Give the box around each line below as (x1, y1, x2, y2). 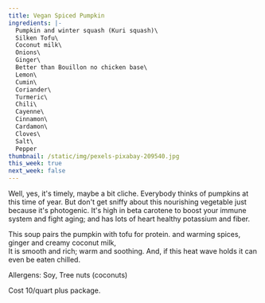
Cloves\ (15, 130, 41, 138)
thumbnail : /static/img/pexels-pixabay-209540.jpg (8, 152, 180, 160)
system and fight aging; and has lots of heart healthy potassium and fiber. (8, 214, 251, 223)
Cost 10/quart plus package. (8, 286, 101, 295)
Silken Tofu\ (15, 33, 59, 42)
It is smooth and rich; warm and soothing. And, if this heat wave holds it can (8, 247, 257, 255)
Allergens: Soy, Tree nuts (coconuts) (8, 270, 128, 279)
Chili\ (15, 100, 37, 108)
